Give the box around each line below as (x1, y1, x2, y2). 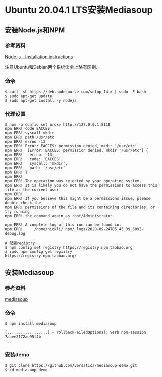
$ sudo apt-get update (5, 94, 52, 99)
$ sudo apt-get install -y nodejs (5, 98, 77, 103)
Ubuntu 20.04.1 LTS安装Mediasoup (5, 4, 153, 16)
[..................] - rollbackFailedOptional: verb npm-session (5, 330, 146, 335)
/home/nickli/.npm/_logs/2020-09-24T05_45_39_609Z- (34, 227, 144, 232)
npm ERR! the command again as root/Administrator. (5, 214, 115, 219)
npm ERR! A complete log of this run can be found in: (5, 222, 122, 227)
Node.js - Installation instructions (5, 53, 73, 60)
